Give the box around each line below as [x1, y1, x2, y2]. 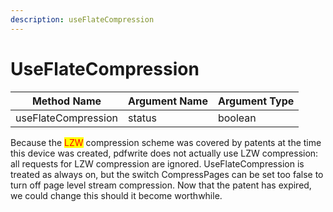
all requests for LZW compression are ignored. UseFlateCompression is [10, 157, 305, 170]
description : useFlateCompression [10, 14, 155, 25]
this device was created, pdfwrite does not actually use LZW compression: [10, 147, 319, 159]
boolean [217, 111, 257, 125]
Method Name [31, 94, 102, 108]
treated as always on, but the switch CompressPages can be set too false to [10, 168, 324, 180]
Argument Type [217, 94, 295, 108]
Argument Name [127, 94, 208, 108]
